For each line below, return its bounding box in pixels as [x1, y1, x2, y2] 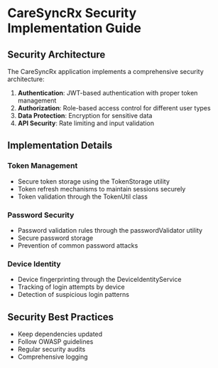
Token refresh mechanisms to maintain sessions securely [17, 184, 186, 193]
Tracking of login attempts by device [17, 283, 126, 291]
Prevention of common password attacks [17, 241, 138, 250]
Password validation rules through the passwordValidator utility [17, 226, 203, 234]
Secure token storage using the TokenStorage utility [17, 177, 170, 186]
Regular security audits [17, 345, 86, 354]
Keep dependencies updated [17, 330, 103, 339]
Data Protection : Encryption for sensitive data [17, 112, 153, 120]
